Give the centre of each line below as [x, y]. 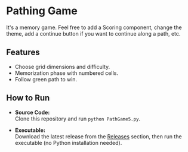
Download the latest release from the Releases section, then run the [98, 136]
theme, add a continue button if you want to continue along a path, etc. [93, 33]
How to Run [28, 98]
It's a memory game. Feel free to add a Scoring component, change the [94, 27]
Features [23, 53]
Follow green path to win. [46, 79]
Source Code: [32, 112]
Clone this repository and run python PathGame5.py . [78, 118]
